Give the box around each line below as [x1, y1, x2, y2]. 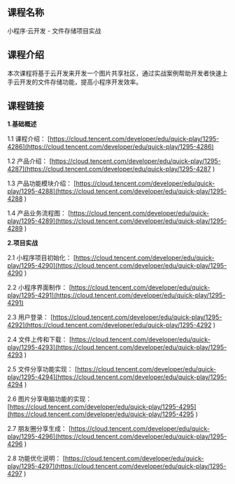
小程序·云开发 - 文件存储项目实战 [7, 27, 101, 35]
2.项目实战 [7, 239, 38, 247]
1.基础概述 [7, 120, 37, 128]
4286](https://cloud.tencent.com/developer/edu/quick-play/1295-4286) [7, 143, 215, 151]
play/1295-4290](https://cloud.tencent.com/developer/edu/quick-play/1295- [7, 262, 227, 270]
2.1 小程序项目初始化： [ [7, 254, 76, 262]
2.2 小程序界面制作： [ [7, 283, 72, 292]
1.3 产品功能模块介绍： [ [7, 179, 76, 187]
